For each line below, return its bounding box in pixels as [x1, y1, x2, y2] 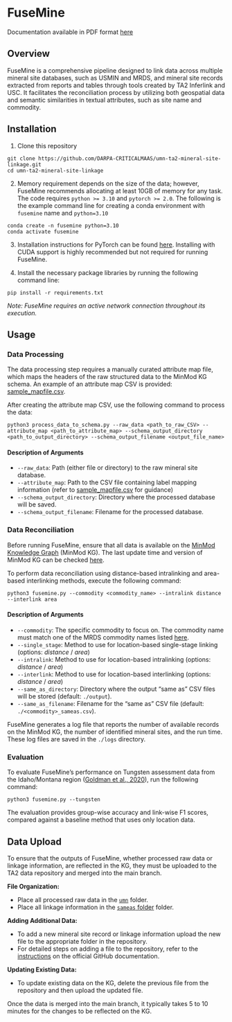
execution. [7, 308, 37, 317]
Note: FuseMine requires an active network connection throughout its [7, 301, 206, 310]
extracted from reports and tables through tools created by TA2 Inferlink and [7, 81, 225, 89]
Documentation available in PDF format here [7, 28, 134, 36]
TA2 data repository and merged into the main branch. [7, 869, 162, 877]
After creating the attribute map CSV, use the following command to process [7, 400, 225, 409]
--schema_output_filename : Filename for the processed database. [17, 508, 204, 516]
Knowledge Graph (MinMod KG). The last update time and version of [7, 548, 203, 556]
